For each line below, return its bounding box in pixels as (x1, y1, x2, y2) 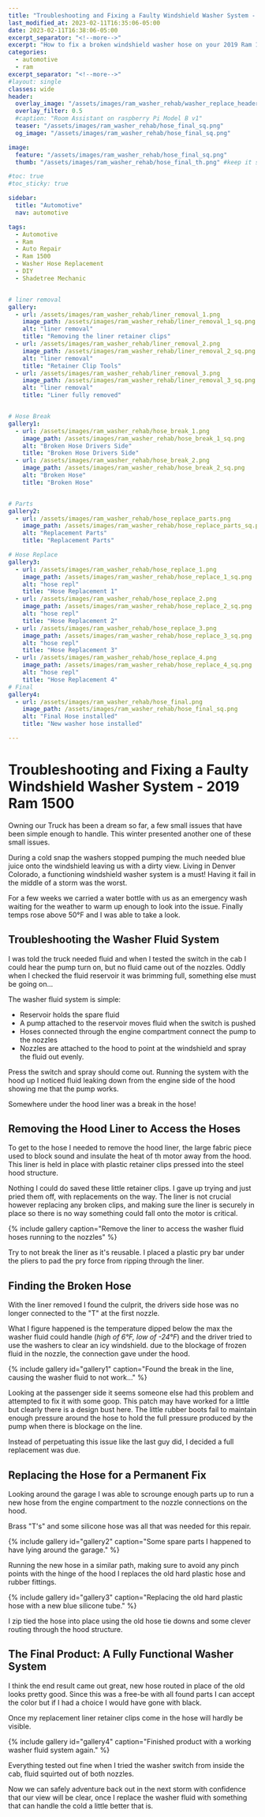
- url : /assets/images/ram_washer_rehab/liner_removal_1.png (15, 310, 221, 319)
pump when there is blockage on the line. (8, 1422, 144, 1431)
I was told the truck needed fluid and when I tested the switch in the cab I (8, 954, 247, 963)
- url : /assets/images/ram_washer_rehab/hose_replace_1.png (15, 565, 217, 573)
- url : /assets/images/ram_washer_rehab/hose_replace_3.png (15, 624, 217, 633)
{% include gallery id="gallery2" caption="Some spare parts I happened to (8, 1537, 252, 1547)
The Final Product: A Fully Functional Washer (8, 1648, 234, 1661)
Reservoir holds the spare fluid (19, 1010, 120, 1019)
